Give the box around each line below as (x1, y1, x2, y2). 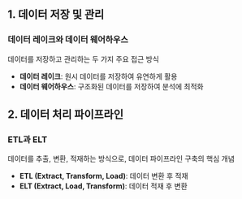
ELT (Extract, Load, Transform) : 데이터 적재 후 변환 (19, 181, 188, 191)
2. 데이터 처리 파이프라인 (7, 108, 123, 122)
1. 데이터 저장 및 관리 (7, 7, 105, 22)
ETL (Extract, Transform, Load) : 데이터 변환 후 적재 (19, 171, 188, 181)
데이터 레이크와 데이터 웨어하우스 (7, 34, 129, 45)
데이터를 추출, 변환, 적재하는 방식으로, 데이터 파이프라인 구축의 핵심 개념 (7, 154, 235, 164)
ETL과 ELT (7, 134, 48, 145)
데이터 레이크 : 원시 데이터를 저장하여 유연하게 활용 (19, 71, 178, 81)
